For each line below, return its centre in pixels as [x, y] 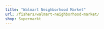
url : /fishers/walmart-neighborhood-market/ [52, 14]
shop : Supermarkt [23, 19]
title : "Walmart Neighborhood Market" [45, 10]
